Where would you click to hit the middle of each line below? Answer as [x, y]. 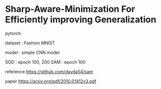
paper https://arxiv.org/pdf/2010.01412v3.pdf [51, 81]
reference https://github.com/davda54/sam [49, 71]
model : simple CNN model [32, 52]
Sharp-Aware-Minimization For [70, 9]
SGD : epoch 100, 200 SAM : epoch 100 [45, 62]
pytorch [13, 33]
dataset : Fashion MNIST [30, 43]
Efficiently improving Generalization [81, 20]
